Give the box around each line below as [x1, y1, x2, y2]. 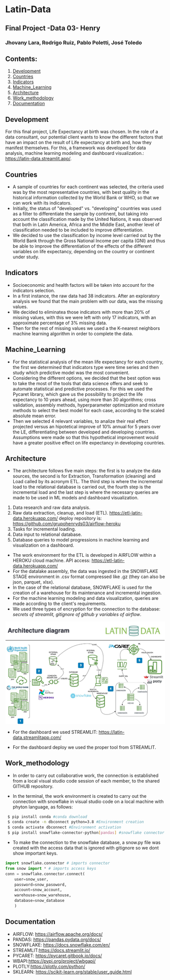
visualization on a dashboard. [12, 542, 75, 549]
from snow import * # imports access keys [5, 866, 96, 871]
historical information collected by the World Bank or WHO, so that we [12, 194, 159, 200]
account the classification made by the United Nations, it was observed [12, 216, 162, 222]
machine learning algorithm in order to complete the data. [12, 330, 133, 336]
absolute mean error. [12, 413, 57, 419]
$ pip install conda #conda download [7, 814, 87, 819]
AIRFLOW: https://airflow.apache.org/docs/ [12, 931, 103, 937]
